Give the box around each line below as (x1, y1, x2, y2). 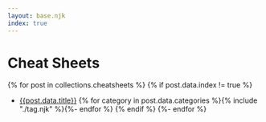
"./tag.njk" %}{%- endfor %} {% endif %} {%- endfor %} (18, 104, 207, 114)
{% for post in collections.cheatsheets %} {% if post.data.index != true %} (7, 80, 253, 90)
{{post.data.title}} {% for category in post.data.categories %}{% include (18, 96, 258, 105)
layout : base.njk (7, 11, 66, 20)
